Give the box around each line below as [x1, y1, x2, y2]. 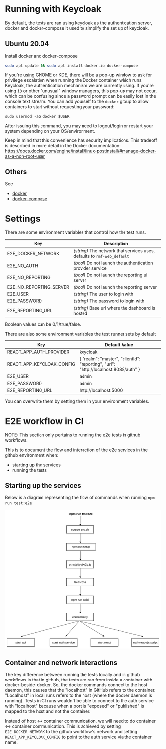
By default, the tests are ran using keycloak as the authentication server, [5, 20, 152, 26]
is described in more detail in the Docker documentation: [5, 142, 121, 148]
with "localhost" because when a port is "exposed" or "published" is [5, 703, 144, 709]
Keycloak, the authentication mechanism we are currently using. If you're [5, 82, 154, 88]
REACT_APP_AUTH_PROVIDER [7, 349, 70, 355]
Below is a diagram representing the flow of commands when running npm [5, 495, 155, 501]
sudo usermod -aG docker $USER [5, 114, 70, 119]
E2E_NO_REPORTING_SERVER [7, 284, 69, 290]
